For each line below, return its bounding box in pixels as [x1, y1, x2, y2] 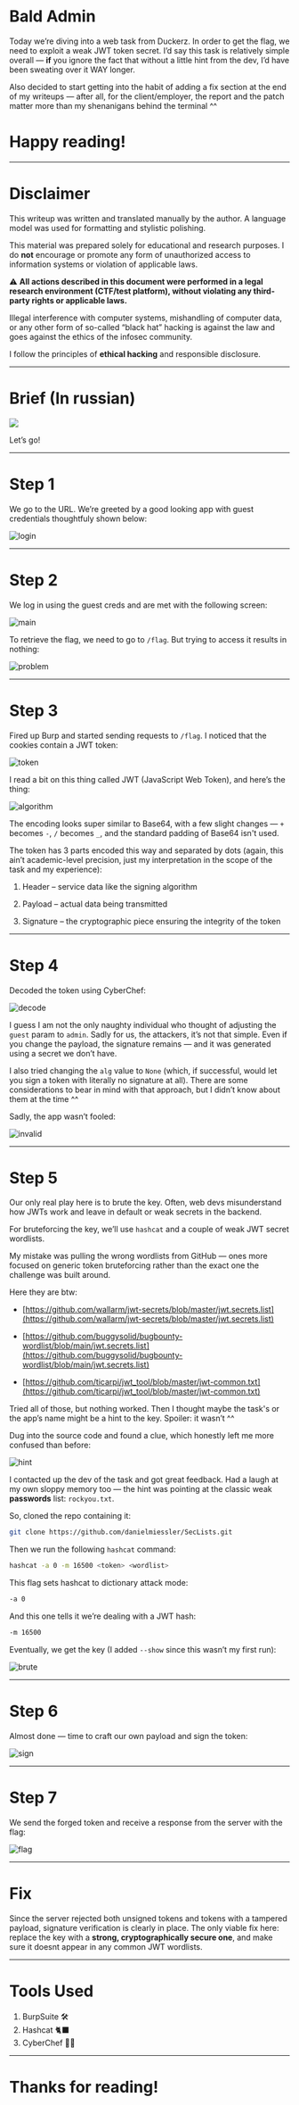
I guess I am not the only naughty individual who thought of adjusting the [9, 1019, 277, 1030]
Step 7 [9, 1787, 58, 1808]
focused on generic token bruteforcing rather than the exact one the [9, 1260, 260, 1271]
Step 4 [9, 955, 60, 975]
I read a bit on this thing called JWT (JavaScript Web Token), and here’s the [9, 774, 287, 784]
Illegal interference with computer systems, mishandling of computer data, [9, 312, 282, 323]
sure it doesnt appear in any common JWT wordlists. [9, 1941, 203, 1952]
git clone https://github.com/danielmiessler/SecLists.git [9, 1528, 233, 1537]
